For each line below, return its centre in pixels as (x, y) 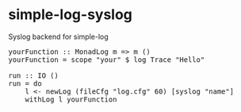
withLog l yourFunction (71, 99)
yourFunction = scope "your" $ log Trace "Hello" (107, 60)
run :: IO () (34, 75)
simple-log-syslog (71, 15)
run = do (25, 83)
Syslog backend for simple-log (58, 37)
